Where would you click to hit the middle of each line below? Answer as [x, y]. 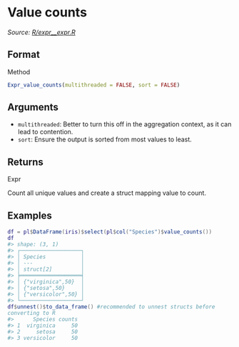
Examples [30, 215]
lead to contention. [45, 132]
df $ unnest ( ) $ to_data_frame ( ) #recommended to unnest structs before [111, 307]
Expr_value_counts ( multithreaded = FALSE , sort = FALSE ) [94, 85]
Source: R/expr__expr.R [42, 32]
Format [24, 55]
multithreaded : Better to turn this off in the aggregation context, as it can [124, 124]
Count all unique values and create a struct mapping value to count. [107, 193]
